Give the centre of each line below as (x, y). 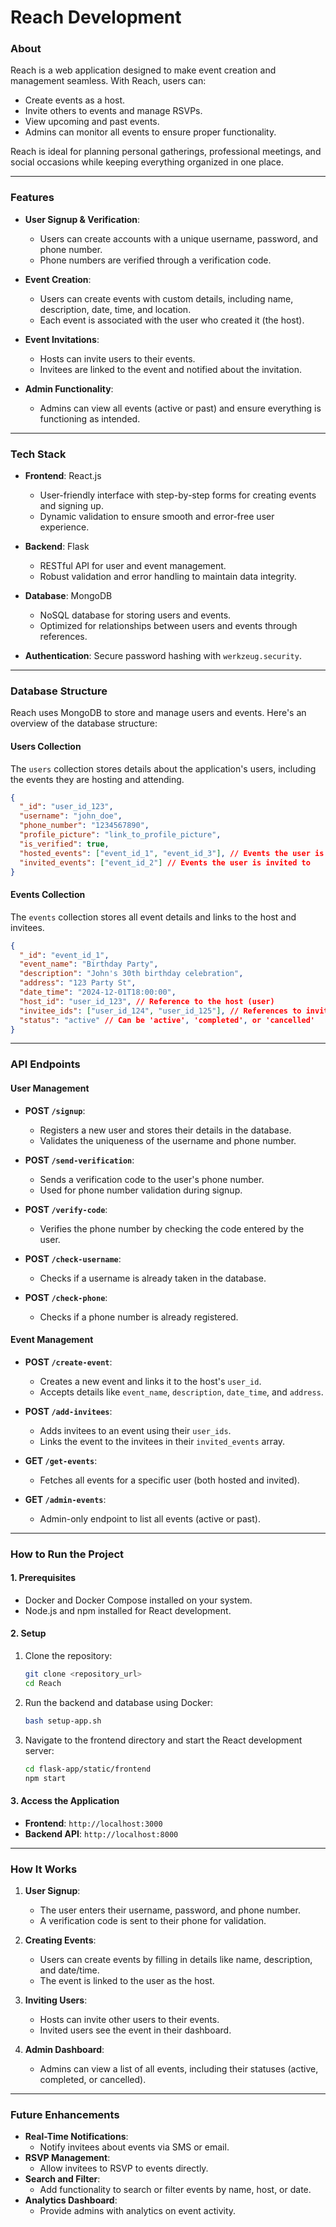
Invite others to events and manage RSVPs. (113, 111)
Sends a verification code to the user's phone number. (152, 1179)
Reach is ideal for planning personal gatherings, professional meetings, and (166, 152)
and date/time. (69, 1970)
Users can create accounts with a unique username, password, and (179, 238)
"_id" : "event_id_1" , (64, 955)
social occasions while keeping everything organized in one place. (147, 162)
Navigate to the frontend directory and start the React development (163, 1740)
